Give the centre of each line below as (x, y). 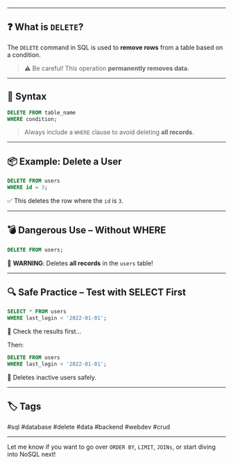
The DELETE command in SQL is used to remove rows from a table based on (115, 47)
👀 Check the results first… (44, 331)
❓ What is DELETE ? (45, 27)
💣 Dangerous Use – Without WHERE (87, 230)
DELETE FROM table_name (42, 113)
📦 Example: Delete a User (64, 161)
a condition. (24, 55)
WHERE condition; (32, 119)
